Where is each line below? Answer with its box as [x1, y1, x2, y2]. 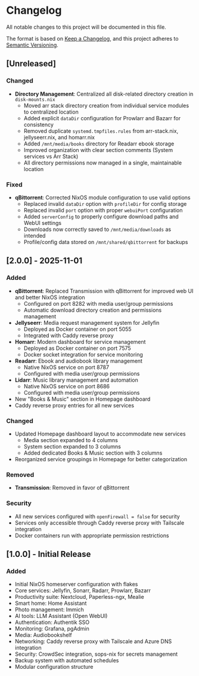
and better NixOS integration [14, 294, 85, 301]
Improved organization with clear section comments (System [23, 146, 173, 153]
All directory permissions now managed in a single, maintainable [23, 159, 182, 166]
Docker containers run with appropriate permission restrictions [14, 532, 169, 539]
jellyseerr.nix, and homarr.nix [23, 133, 95, 141]
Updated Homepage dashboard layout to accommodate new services [14, 430, 186, 437]
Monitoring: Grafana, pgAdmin [14, 625, 89, 632]
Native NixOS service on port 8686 [23, 382, 110, 389]
